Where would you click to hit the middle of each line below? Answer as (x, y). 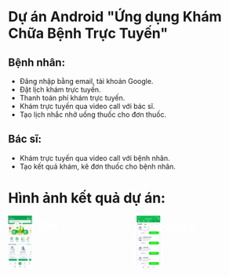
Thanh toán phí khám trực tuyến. (72, 98)
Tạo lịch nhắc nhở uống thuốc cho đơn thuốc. (93, 114)
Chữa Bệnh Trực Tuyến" (88, 33)
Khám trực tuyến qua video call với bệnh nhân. (95, 158)
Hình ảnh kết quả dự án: (87, 198)
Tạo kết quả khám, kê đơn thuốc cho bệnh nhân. (98, 166)
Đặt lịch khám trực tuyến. (60, 89)
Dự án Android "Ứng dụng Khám (115, 17)
